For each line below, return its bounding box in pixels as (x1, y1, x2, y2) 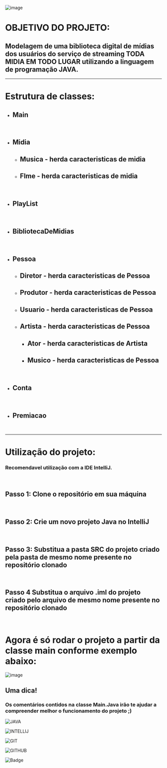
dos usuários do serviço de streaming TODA (5, 50, 145, 58)
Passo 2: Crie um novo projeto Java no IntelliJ (5, 517, 149, 526)
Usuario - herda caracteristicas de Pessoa (19, 305, 153, 314)
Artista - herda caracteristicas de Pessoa (19, 322, 150, 331)
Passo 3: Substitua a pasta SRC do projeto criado (5, 545, 160, 554)
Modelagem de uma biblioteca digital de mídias (5, 42, 155, 50)
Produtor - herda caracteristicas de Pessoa (19, 288, 157, 297)
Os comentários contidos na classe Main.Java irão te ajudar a (5, 701, 157, 708)
